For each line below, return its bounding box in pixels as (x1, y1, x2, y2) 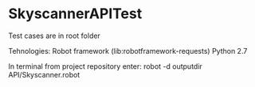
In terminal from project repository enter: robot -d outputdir (8, 61, 203, 71)
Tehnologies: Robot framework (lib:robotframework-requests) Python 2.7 (8, 46, 248, 55)
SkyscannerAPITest (8, 5, 143, 23)
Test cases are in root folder (8, 31, 101, 40)
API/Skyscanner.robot (8, 70, 80, 79)
